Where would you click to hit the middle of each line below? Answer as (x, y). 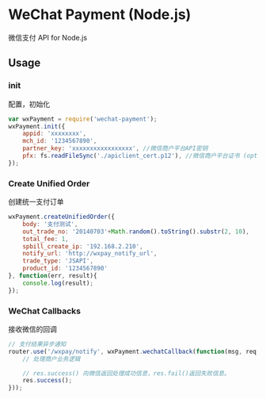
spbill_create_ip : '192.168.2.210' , (83, 246)
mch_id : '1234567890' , (60, 141)
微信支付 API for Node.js (48, 37)
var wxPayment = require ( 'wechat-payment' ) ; (83, 119)
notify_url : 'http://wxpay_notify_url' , (90, 254)
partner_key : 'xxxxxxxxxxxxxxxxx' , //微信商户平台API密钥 (115, 148)
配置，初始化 (29, 104)
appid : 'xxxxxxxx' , (55, 134)
